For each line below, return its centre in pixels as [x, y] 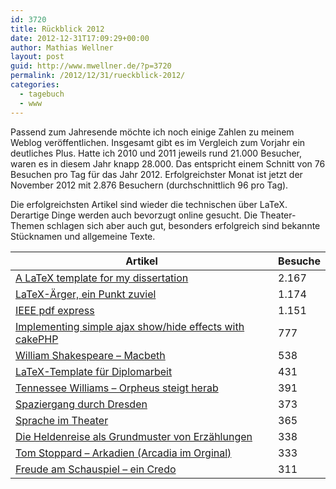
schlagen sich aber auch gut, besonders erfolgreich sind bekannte [183, 225]
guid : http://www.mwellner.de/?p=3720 [91, 66]
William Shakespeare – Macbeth [90, 355]
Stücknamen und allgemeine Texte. [83, 236]
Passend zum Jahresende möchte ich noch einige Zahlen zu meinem [152, 132]
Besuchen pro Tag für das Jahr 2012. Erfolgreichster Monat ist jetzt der [156, 174]
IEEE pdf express [55, 310]
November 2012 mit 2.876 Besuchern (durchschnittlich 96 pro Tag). [149, 185]
